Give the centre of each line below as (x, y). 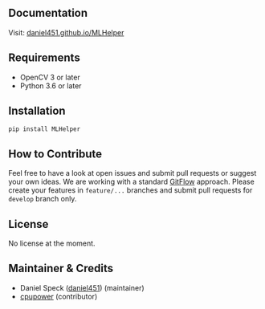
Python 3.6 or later (51, 85)
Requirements (44, 58)
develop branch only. (43, 199)
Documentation (48, 13)
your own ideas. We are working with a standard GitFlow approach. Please (131, 182)
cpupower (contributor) (59, 296)
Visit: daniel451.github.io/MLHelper (66, 32)
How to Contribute (55, 154)
